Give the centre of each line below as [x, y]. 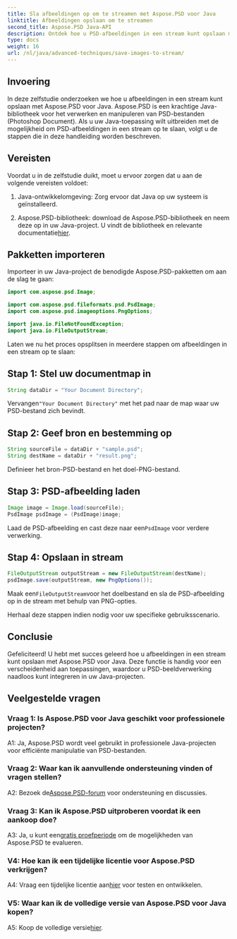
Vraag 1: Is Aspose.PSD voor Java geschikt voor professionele [116, 718]
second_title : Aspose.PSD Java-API [60, 27]
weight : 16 [23, 47]
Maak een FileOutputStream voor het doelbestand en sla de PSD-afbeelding [116, 594]
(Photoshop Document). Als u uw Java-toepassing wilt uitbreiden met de [113, 121]
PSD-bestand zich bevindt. [47, 411]
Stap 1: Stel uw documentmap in [79, 374]
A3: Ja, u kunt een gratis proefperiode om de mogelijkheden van [100, 835]
